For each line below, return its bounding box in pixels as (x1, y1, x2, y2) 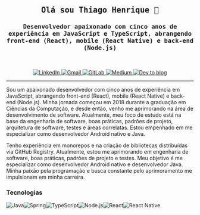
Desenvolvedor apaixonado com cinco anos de (23, 23, 177, 31)
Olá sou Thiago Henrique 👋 (40, 5, 160, 15)
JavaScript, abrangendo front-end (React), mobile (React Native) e (6, 92, 170, 99)
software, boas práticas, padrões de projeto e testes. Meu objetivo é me (6, 154, 183, 161)
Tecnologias (6, 188, 43, 197)
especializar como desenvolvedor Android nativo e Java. (6, 130, 146, 137)
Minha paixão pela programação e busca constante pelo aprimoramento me (6, 167, 192, 174)
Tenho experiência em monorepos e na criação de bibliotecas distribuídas (6, 142, 188, 149)
